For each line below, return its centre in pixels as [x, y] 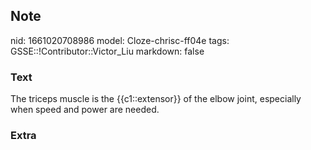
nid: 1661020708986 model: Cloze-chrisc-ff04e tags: [120, 40]
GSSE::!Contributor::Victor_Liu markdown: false [107, 51]
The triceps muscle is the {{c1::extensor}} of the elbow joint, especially [156, 99]
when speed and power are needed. [85, 110]
